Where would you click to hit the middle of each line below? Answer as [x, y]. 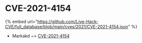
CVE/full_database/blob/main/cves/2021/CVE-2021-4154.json [67, 26]
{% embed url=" [21, 21]
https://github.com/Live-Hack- [68, 21]
